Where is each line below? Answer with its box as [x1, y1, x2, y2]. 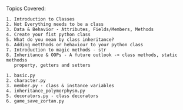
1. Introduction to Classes [6, 16, 75, 22]
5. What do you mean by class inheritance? [6, 37, 115, 43]
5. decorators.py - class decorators [6, 93, 99, 99]
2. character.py [6, 78, 46, 84]
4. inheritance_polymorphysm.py [6, 88, 85, 94]
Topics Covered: [6, 5, 46, 12]
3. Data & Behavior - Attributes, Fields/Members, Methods [6, 26, 154, 32]
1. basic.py [6, 73, 35, 78]
